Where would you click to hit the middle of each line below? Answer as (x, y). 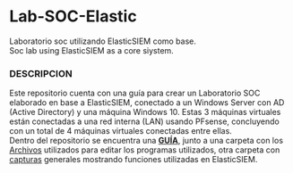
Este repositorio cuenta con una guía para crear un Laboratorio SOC (135, 93)
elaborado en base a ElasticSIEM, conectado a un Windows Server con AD (147, 103)
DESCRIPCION (41, 73)
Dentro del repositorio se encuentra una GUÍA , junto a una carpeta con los (146, 141)
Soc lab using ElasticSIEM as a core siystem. (92, 50)
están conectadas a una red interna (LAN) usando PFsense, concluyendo (144, 121)
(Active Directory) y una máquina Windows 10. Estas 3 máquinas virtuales (145, 112)
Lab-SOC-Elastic (73, 16)
